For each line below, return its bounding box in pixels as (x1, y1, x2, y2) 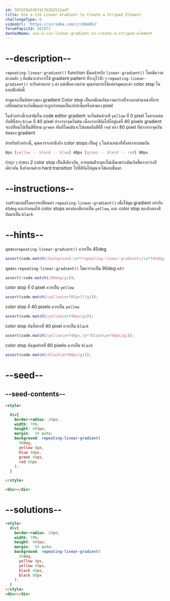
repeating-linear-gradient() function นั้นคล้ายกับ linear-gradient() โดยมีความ (5, 69, 163, 76)
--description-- (5, 53, 72, 64)
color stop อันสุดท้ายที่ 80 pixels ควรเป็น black (5, 343, 93, 349)
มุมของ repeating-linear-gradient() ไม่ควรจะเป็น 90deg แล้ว (5, 265, 124, 271)
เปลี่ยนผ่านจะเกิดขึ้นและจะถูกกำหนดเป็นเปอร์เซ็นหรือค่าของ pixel (5, 102, 113, 108)
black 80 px (18, 573, 42, 578)
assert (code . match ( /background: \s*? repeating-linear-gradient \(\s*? (5, 256, 153, 261)
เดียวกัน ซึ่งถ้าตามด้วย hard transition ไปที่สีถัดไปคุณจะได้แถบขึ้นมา (5, 165, 122, 171)
